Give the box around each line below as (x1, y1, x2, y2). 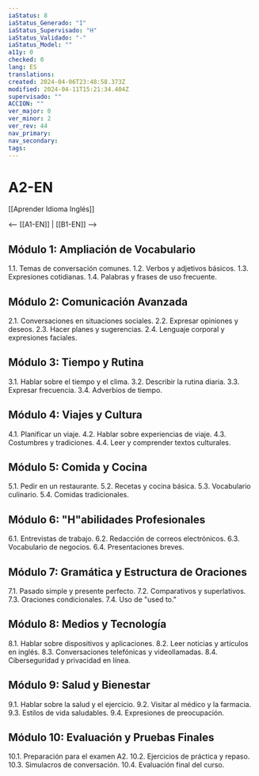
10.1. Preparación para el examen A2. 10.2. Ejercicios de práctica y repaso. (8, 751, 250, 761)
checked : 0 (8, 56, 44, 64)
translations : (8, 70, 55, 78)
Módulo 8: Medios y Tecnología (8, 618, 167, 631)
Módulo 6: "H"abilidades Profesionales (8, 512, 206, 527)
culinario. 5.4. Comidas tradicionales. (8, 490, 129, 500)
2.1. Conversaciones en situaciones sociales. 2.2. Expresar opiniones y (8, 316, 239, 325)
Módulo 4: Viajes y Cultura (8, 409, 143, 422)
